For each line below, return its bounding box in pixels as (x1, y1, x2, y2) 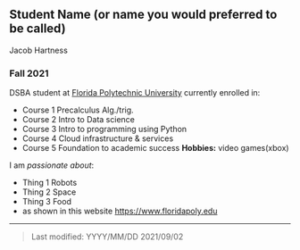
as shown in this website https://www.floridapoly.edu (21, 205, 218, 217)
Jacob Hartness (9, 45, 69, 55)
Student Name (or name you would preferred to (9, 7, 278, 22)
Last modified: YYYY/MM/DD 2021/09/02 (30, 231, 184, 242)
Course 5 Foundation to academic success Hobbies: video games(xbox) (21, 143, 289, 154)
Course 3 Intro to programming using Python (21, 124, 187, 135)
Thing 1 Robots (21, 178, 78, 188)
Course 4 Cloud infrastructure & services (21, 133, 174, 144)
